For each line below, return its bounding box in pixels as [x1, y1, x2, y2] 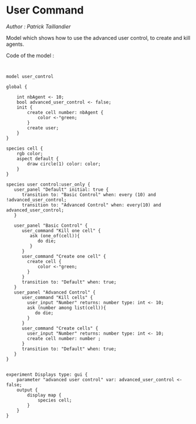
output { [16, 387, 38, 393]
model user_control [6, 73, 54, 79]
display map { [27, 392, 62, 398]
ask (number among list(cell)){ [27, 305, 107, 311]
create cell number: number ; [27, 335, 101, 341]
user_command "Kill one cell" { [21, 227, 101, 234]
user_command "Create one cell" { [21, 253, 107, 259]
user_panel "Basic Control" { [13, 223, 88, 228]
